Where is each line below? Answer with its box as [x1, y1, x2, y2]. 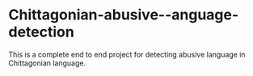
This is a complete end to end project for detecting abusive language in [8, 49, 246, 59]
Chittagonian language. [8, 58, 86, 68]
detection [8, 23, 74, 41]
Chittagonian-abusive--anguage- [8, 6, 239, 24]
